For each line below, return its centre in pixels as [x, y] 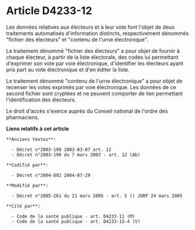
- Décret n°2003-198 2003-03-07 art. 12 [61, 150]
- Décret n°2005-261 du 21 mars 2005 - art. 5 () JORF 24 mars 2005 [97, 196]
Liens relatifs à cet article [38, 128]
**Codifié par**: [27, 165]
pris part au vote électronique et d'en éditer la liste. [68, 69]
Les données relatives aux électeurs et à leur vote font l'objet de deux [90, 27]
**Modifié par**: [27, 185]
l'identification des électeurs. [41, 99]
